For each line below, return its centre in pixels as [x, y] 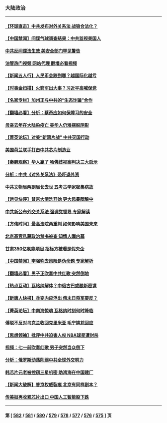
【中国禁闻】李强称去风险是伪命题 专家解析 [49, 261]
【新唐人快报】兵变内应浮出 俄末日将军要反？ [51, 298]
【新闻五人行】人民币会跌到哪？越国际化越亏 [51, 75]
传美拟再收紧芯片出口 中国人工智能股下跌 [47, 397]
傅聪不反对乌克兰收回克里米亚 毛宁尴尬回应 [49, 323]
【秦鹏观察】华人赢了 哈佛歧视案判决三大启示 [51, 162]
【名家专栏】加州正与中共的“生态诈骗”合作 [49, 100]
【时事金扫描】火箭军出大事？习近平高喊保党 [51, 88]
